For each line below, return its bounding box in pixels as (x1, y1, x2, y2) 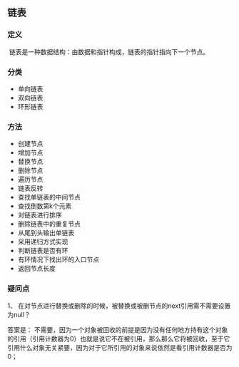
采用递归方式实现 (17, 237, 68, 246)
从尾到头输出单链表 (17, 229, 75, 237)
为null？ (7, 310, 31, 319)
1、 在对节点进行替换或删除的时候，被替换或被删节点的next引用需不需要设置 (7, 301, 231, 310)
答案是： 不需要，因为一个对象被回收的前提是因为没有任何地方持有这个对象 (7, 325, 228, 334)
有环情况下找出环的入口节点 (17, 255, 100, 264)
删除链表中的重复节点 (17, 219, 81, 228)
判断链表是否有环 (17, 247, 68, 255)
